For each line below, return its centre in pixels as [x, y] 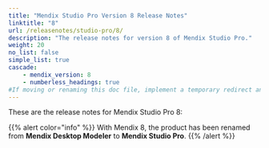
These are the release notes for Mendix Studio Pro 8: [95, 112]
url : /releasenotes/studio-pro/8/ [66, 30]
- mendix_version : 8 [57, 75]
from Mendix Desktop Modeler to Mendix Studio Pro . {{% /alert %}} [122, 136]
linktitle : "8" [34, 23]
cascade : [23, 68]
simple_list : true [39, 60]
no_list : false [34, 53]
